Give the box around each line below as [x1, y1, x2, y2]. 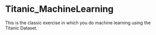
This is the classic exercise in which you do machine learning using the [5, 20, 151, 26]
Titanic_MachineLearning [5, 3, 114, 15]
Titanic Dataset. [5, 25, 38, 31]
